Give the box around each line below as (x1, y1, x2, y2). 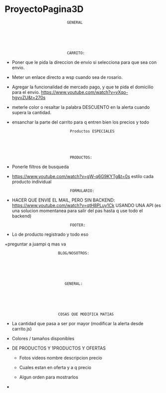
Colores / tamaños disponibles (11, 335, 75, 341)
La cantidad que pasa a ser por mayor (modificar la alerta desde (11, 320, 144, 326)
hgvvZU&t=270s (11, 94, 46, 100)
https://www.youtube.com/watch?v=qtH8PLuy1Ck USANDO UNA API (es (11, 202, 161, 208)
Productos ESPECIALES (70, 129, 115, 134)
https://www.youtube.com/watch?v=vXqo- (41, 89, 128, 95)
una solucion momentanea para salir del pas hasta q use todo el (11, 207, 143, 213)
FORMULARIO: (70, 188, 95, 193)
